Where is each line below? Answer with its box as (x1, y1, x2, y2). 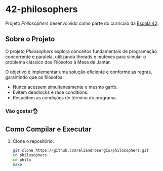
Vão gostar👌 (5, 107, 38, 115)
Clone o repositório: (12, 138, 54, 144)
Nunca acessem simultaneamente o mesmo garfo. (12, 84, 118, 90)
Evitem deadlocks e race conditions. (12, 89, 89, 95)
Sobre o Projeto (5, 35, 55, 43)
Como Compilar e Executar (5, 125, 92, 134)
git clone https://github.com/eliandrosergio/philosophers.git (12, 148, 149, 153)
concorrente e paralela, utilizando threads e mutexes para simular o (5, 53, 146, 60)
